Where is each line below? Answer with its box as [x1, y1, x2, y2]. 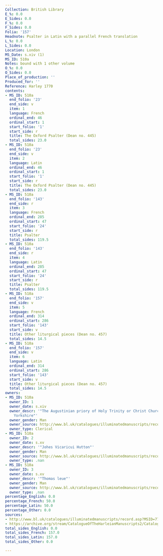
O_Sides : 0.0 [5, 70, 32, 75]
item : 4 [9, 255, 25, 260]
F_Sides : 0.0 [5, 25, 32, 30]
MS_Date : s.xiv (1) [5, 52, 45, 57]
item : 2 [9, 156, 25, 161]
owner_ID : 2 [9, 436, 34, 441]
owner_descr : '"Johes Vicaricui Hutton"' [9, 444, 95, 449]
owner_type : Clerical [9, 426, 53, 432]
